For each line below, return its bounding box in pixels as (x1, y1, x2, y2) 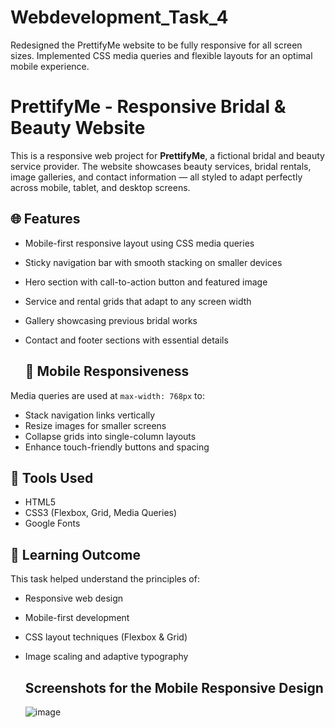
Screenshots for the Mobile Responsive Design (24, 679, 324, 696)
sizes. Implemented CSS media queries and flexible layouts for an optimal (10, 49, 313, 61)
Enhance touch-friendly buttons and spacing (24, 441, 210, 453)
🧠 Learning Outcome (10, 546, 141, 563)
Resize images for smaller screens (24, 419, 167, 431)
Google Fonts (24, 517, 81, 530)
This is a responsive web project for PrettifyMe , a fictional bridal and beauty (10, 149, 325, 161)
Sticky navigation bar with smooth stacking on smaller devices (24, 256, 283, 268)
